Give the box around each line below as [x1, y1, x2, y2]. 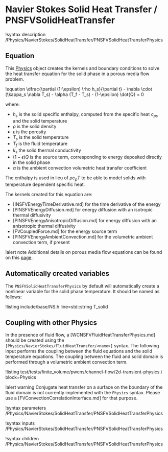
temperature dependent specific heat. [5, 181, 85, 187]
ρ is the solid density [12, 123, 57, 129]
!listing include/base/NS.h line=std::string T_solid [5, 303, 108, 310]
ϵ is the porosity [12, 129, 46, 135]
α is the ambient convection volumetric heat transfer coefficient [12, 164, 147, 171]
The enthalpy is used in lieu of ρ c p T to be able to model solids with [5, 175, 146, 182]
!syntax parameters [5, 405, 46, 411]
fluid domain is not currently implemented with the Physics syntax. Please [5, 390, 160, 396]
